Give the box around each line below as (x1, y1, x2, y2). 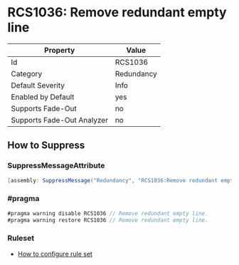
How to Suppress (7, 140, 85, 152)
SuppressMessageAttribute (7, 161, 105, 171)
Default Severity (11, 80, 65, 90)
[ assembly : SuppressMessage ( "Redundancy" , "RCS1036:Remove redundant (7, 177, 218, 184)
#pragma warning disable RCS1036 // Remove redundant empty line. (7, 209, 208, 217)
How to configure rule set (17, 249, 92, 258)
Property (43, 45, 75, 55)
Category (11, 68, 43, 78)
